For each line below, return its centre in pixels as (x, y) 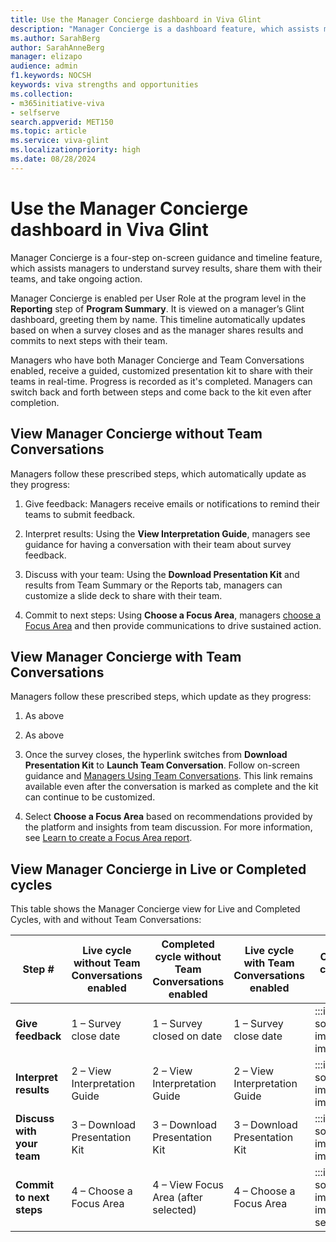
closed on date (187, 1036)
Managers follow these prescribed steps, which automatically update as (158, 473)
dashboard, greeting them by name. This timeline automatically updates (158, 319)
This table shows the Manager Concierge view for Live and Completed (155, 909)
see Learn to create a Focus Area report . (108, 838)
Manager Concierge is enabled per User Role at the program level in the (158, 298)
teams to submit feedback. (80, 514)
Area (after (177, 1198)
